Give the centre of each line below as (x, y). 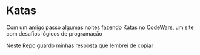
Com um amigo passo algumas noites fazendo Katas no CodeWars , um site (100, 27)
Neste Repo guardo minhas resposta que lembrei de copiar (80, 45)
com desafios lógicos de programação (55, 33)
